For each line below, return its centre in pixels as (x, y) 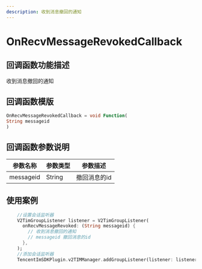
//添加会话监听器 (35, 254)
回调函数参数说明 (38, 147)
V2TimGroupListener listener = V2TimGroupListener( (83, 220)
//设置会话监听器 (35, 215)
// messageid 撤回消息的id (60, 237)
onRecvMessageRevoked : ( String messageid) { (79, 226)
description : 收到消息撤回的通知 (44, 12)
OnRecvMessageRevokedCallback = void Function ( (67, 116)
